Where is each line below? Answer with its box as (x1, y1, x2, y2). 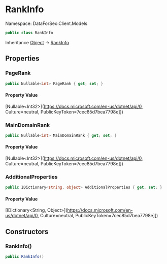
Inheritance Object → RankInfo (5, 39, 70, 45)
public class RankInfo (5, 30, 53, 35)
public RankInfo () (5, 254, 44, 259)
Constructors (5, 227, 49, 236)
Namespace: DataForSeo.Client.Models (5, 20, 88, 26)
